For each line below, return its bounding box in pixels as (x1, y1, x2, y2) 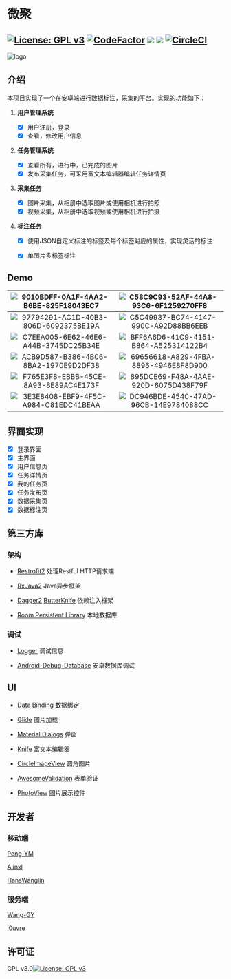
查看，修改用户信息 (27, 132, 82, 140)
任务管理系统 (16, 146, 54, 154)
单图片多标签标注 (27, 251, 76, 260)
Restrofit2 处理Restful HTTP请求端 (16, 567, 115, 575)
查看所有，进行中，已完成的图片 (27, 161, 118, 169)
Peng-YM (7, 849, 34, 858)
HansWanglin (7, 876, 45, 884)
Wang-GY (7, 911, 35, 919)
